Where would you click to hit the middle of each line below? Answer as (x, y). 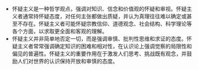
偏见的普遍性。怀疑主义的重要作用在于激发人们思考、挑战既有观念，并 (99, 54)
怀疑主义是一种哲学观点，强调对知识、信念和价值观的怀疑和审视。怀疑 (99, 9)
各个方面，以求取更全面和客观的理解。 (59, 31)
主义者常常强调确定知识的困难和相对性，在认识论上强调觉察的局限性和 (104, 46)
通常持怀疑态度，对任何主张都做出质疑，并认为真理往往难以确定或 (105, 16)
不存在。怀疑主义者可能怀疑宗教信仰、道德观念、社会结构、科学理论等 (104, 24)
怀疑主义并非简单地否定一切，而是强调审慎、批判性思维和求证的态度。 (99, 39)
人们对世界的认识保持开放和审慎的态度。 (68, 61)
